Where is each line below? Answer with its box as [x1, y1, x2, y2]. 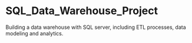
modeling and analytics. [5, 29, 64, 37]
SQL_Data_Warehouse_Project [5, 4, 158, 18]
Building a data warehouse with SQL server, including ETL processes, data [5, 24, 186, 31]
